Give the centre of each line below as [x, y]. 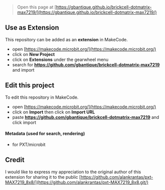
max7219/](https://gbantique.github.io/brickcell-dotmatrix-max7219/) [87, 12]
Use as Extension [32, 28]
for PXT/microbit [29, 144]
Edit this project [30, 85]
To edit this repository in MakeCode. [42, 97]
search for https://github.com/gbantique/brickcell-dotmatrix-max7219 [86, 65]
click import [24, 122]
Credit [15, 160]
